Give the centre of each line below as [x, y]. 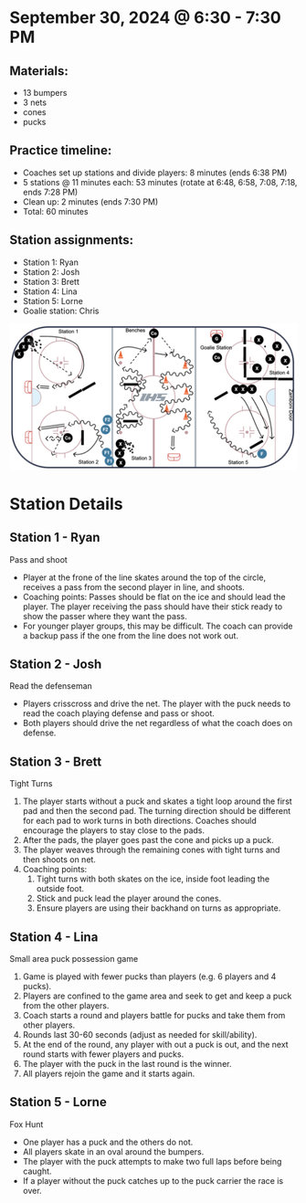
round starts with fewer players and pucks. [103, 1054]
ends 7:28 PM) [50, 192]
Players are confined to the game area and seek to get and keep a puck [157, 996]
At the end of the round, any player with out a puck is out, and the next [156, 1044]
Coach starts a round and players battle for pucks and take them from [154, 1015]
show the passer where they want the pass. [105, 616]
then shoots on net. [59, 860]
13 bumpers [45, 93]
